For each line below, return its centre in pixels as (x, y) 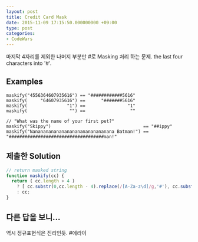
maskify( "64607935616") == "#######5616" (71, 100)
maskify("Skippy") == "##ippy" (89, 126)
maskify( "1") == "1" (71, 106)
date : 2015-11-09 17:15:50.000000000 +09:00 (62, 22)
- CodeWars (19, 39)
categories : (21, 34)
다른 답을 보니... (33, 218)
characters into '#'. (29, 63)
